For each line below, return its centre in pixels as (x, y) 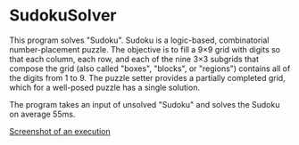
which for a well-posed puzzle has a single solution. (105, 87)
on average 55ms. (42, 114)
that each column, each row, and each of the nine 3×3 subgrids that (134, 59)
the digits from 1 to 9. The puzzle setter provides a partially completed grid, (147, 77)
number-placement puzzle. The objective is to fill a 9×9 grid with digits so (145, 49)
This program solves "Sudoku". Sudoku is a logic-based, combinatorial (139, 40)
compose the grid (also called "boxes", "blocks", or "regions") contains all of (150, 68)
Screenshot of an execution (60, 131)
